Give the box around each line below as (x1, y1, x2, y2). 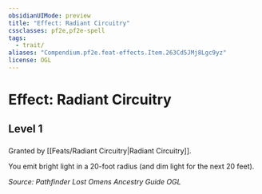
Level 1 (8, 122, 43, 136)
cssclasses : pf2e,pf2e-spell (8, 26, 105, 34)
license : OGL (8, 57, 52, 65)
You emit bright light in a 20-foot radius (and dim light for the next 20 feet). (8, 161, 255, 172)
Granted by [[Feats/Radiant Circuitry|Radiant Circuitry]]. (8, 146, 192, 156)
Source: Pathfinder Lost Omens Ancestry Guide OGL (8, 177, 181, 187)
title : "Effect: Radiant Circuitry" (8, 19, 130, 27)
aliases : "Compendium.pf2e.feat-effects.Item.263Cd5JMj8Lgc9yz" (8, 49, 227, 57)
